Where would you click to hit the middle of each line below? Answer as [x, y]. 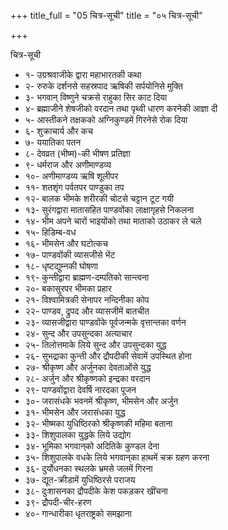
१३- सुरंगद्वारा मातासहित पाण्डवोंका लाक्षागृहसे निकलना [109, 209]
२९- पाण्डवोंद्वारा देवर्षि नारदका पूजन [80, 389]
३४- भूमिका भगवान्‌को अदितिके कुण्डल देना [92, 446]
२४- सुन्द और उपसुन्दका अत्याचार [78, 333]
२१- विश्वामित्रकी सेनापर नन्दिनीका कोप [87, 299]
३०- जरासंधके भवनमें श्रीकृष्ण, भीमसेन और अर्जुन [101, 401]
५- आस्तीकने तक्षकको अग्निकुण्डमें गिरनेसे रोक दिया [106, 119]
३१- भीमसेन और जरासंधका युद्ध [75, 412]
